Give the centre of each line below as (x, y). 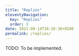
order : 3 (19, 24)
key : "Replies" (26, 19)
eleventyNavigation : (27, 15)
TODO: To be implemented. (34, 48)
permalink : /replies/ (28, 34)
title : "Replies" (24, 10)
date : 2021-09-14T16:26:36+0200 (39, 29)
